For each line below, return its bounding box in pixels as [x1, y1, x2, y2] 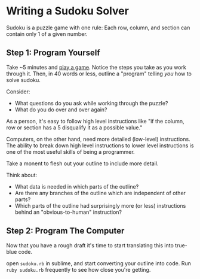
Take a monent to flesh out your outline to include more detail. [6, 160, 159, 167]
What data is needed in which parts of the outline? [14, 183, 139, 190]
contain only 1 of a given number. [6, 30, 88, 37]
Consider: [6, 88, 30, 95]
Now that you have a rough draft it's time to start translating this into [6, 241, 174, 249]
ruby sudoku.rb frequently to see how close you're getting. [6, 266, 151, 273]
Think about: [6, 171, 38, 178]
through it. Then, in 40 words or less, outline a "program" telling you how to [6, 70, 192, 77]
